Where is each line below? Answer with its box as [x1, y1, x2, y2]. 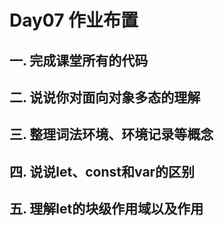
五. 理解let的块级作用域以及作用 [9, 201, 204, 218]
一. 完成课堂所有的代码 [9, 52, 149, 69]
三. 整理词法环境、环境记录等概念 [9, 126, 214, 143]
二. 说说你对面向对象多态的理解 [9, 89, 201, 106]
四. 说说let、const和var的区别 [9, 163, 196, 180]
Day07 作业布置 [9, 9, 139, 32]
